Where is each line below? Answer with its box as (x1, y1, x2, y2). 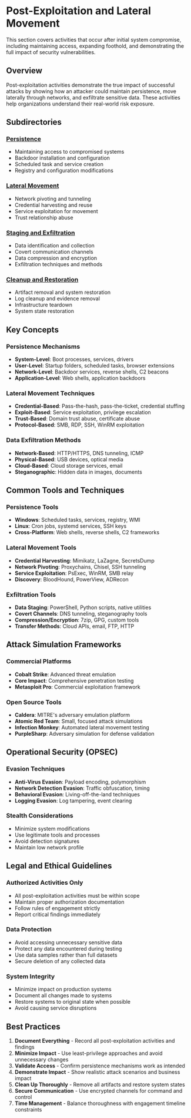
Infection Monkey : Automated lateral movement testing (14, 723, 149, 731)
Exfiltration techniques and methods (14, 261, 103, 268)
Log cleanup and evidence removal (14, 295, 100, 302)
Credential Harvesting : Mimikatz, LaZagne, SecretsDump (14, 557, 155, 564)
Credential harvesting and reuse (14, 201, 93, 209)
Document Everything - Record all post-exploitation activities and (14, 1037, 175, 1044)
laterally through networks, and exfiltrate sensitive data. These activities (6, 94, 180, 101)
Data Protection (6, 925, 52, 934)
